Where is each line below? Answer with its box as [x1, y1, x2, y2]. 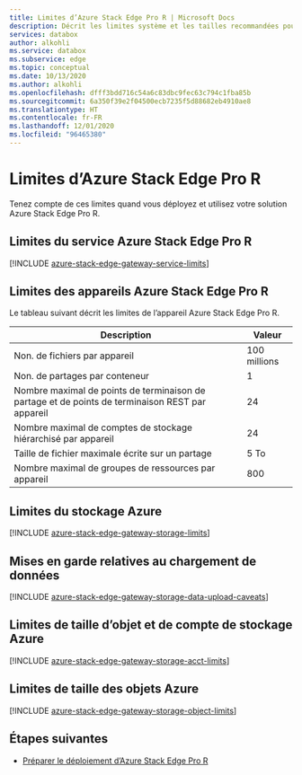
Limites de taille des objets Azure [9, 682, 200, 697]
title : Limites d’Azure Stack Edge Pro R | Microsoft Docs [9, 13, 235, 22]
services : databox [9, 30, 78, 39]
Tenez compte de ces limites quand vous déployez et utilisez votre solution [9, 198, 288, 209]
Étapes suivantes [9, 731, 109, 746]
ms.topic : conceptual [9, 64, 91, 73]
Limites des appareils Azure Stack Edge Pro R [9, 284, 269, 299]
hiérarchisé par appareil [13, 433, 114, 445]
